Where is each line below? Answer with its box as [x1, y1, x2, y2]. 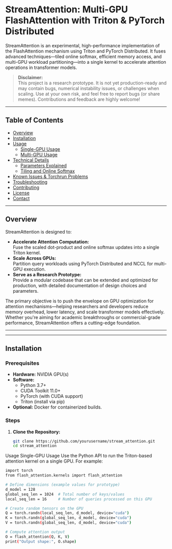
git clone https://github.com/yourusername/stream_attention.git [12, 438, 155, 444]
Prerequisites [5, 359, 39, 366]
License [12, 189, 30, 196]
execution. [24, 266, 46, 272]
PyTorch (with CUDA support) [20, 393, 83, 399]
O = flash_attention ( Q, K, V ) [5, 534, 70, 539]
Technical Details [12, 157, 50, 163]
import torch [5, 468, 33, 473]
